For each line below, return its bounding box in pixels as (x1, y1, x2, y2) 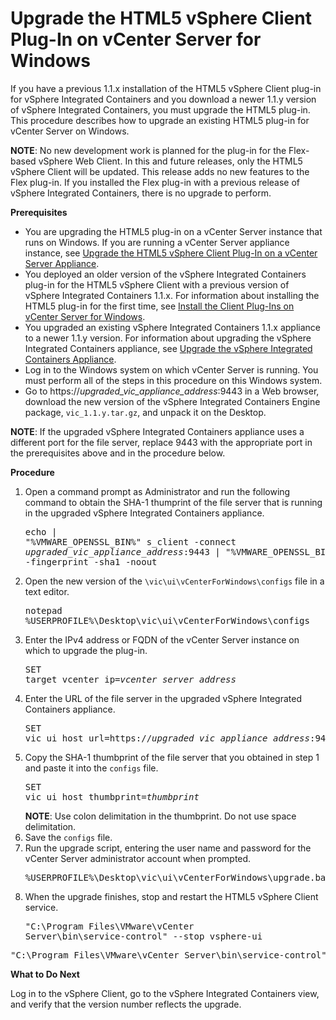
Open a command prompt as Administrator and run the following (24, 485, 291, 497)
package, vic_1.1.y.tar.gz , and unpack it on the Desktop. (24, 406, 267, 418)
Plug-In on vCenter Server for (10, 28, 262, 51)
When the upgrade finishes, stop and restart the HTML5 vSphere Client (24, 890, 319, 902)
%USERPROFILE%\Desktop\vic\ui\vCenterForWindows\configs (24, 615, 310, 626)
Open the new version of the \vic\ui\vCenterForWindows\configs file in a (24, 575, 325, 587)
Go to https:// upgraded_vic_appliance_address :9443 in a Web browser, (24, 385, 320, 397)
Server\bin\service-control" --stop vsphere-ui (24, 930, 263, 942)
